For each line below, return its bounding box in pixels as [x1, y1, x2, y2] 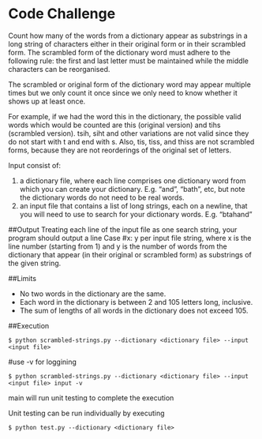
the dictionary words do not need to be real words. [19, 193, 185, 202]
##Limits [8, 273, 37, 283]
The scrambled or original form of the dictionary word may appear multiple [8, 80, 251, 89]
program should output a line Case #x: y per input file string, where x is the [8, 233, 252, 242]
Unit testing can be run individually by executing [8, 408, 165, 418]
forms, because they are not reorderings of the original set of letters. [8, 145, 231, 155]
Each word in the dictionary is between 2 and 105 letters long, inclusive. [19, 297, 253, 306]
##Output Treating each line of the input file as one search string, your [8, 224, 238, 234]
